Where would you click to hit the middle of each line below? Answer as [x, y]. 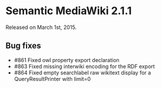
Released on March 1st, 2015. [41, 27]
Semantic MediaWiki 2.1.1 [69, 11]
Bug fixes [23, 46]
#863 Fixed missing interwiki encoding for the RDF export [84, 66]
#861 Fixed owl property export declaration [67, 60]
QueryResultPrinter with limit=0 [52, 79]
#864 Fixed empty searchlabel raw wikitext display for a [83, 73]
